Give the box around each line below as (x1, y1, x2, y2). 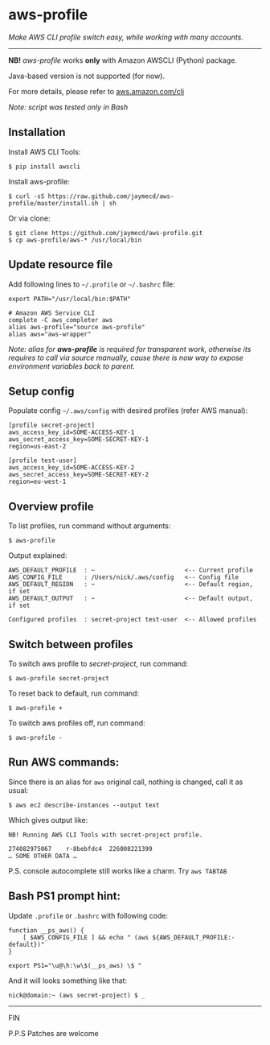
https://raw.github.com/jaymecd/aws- (47, 192, 174, 200)
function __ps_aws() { (8, 926, 84, 935)
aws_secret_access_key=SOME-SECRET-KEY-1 (8, 436, 149, 444)
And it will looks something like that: (8, 976, 127, 985)
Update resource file (8, 258, 113, 271)
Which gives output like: (8, 815, 88, 824)
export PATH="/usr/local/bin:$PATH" (8, 295, 131, 303)
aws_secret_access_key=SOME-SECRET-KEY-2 (8, 471, 149, 479)
